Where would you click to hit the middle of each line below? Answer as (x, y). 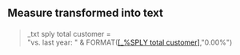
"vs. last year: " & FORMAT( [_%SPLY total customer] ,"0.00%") (130, 42)
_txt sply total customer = (69, 34)
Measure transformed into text (86, 13)
